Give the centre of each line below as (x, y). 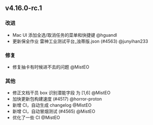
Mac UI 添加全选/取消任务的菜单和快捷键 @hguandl (65, 35)
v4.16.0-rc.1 (24, 8)
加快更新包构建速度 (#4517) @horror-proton (57, 99)
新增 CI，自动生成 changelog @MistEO (52, 105)
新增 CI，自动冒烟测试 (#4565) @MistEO (54, 112)
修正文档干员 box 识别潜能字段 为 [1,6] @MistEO (61, 93)
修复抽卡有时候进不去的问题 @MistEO (51, 67)
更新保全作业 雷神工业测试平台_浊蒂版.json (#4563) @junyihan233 (80, 41)
